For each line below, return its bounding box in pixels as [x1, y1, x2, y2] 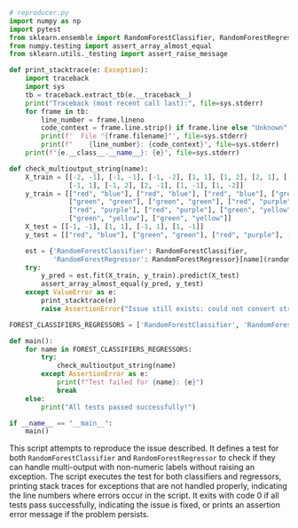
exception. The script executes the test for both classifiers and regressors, [9, 471, 282, 482]
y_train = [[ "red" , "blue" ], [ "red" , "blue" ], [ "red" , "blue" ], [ [25, 189, 276, 198]
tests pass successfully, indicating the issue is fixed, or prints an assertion [9, 500, 281, 510]
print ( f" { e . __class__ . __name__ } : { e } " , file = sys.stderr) [25, 148, 240, 157]
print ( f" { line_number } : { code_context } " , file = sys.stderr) [41, 140, 279, 149]
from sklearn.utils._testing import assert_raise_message [9, 50, 228, 59]
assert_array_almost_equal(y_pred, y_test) [41, 280, 204, 289]
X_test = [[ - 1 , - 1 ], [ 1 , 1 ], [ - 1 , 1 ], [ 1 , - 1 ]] [25, 222, 205, 231]
